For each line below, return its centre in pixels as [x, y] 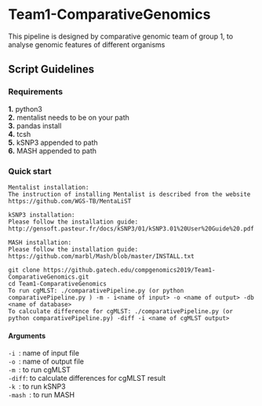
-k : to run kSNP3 [37, 386]
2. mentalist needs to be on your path [69, 117]
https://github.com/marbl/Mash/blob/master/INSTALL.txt [101, 256]
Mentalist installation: [49, 187]
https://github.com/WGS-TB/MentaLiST [70, 201]
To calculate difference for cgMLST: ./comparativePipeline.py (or [121, 311]
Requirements [36, 92]
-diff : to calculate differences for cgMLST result [87, 378]
